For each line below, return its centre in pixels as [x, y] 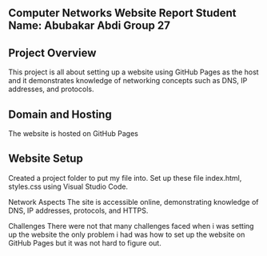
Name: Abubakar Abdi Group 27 [89, 26]
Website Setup [46, 159]
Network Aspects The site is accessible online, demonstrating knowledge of [133, 202]
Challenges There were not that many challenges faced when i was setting [131, 226]
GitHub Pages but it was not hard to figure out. [85, 242]
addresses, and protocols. [51, 89]
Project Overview [52, 52]
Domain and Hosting [60, 114]
